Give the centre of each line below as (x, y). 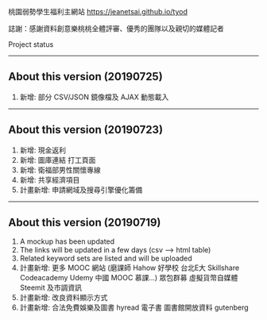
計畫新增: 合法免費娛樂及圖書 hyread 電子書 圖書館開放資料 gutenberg (134, 307)
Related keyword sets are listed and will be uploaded (106, 258)
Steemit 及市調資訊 (50, 287)
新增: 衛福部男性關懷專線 (60, 170)
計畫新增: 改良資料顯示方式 (64, 298)
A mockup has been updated (67, 241)
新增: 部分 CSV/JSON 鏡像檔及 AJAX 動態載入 (94, 97)
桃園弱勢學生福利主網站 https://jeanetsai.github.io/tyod (98, 12)
